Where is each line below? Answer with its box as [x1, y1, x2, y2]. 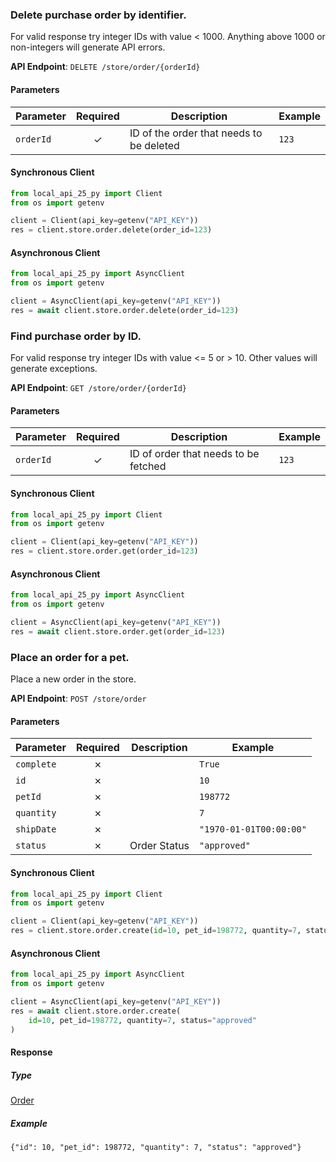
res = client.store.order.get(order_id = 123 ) [10, 546, 199, 557]
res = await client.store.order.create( [10, 1006, 182, 1016]
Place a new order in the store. [10, 673, 137, 685]
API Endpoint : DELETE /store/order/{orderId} [10, 61, 201, 73]
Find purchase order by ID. [10, 329, 142, 343]
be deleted [129, 138, 180, 152]
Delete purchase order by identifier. [10, 8, 187, 22]
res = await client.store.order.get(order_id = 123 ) [10, 626, 226, 637]
